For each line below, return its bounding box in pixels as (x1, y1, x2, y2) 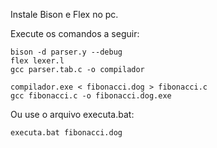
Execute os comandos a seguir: (10, 28, 140, 39)
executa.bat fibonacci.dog (10, 128, 123, 138)
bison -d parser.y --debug (10, 47, 123, 57)
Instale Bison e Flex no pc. (10, 9, 119, 20)
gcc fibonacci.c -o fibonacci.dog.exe (10, 91, 172, 101)
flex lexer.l (10, 56, 65, 66)
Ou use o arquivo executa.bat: (10, 109, 135, 120)
